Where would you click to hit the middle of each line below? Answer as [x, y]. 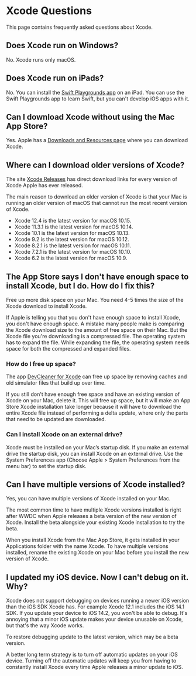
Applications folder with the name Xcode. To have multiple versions [87, 546]
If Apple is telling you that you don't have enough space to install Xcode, [93, 317]
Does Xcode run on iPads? [55, 78]
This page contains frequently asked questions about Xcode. [80, 27]
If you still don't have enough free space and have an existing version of [93, 394]
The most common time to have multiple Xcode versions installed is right [94, 510]
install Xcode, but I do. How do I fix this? [80, 286]
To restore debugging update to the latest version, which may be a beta [92, 637]
